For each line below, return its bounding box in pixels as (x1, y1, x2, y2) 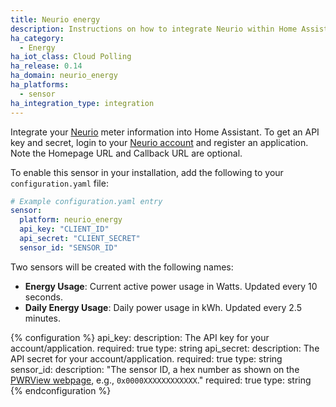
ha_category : (10, 33, 65, 43)
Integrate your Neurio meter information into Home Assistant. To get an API (10, 126, 320, 138)
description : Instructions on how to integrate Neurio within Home (10, 24, 298, 34)
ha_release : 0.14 (10, 61, 83, 71)
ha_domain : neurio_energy (10, 71, 118, 81)
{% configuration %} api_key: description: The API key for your (10, 331, 270, 343)
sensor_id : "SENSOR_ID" (19, 242, 118, 253)
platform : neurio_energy (19, 215, 123, 225)
